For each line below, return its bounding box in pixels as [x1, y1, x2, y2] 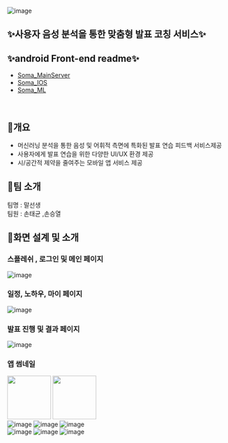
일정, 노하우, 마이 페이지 [7, 289, 83, 299]
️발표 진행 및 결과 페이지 [7, 324, 80, 334]
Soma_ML [17, 86, 47, 94]
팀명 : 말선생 [7, 201, 41, 209]
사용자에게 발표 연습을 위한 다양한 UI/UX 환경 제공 [17, 150, 154, 158]
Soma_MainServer [17, 71, 70, 79]
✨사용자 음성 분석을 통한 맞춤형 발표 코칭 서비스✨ [7, 29, 206, 40]
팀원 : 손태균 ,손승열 [7, 209, 61, 217]
